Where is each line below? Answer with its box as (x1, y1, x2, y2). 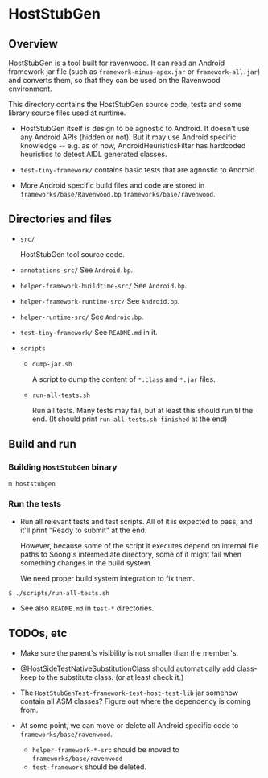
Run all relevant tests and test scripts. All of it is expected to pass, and (19, 516, 253, 526)
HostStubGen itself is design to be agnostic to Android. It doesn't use (19, 124, 250, 133)
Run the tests (8, 499, 62, 510)
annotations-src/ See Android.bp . (19, 265, 134, 275)
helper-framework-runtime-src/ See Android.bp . (19, 296, 180, 306)
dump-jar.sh (31, 360, 72, 368)
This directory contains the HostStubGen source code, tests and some (8, 100, 242, 109)
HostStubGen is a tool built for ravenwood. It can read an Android (8, 58, 225, 68)
